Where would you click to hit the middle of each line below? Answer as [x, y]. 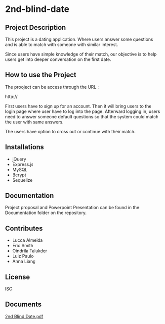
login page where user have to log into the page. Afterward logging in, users [83, 111]
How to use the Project [41, 75]
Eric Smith [23, 246]
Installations [25, 147]
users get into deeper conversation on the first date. [58, 59]
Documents [23, 304]
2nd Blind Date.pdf [24, 316]
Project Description [36, 27]
